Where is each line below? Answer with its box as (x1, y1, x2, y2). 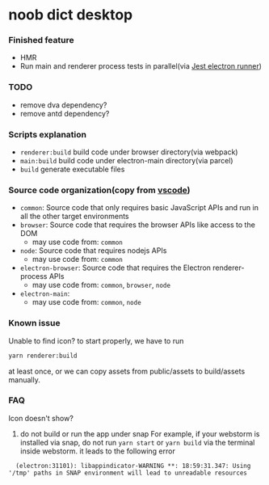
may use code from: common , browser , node (32, 280, 171, 290)
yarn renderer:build (8, 352, 78, 360)
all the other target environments (19, 212, 129, 221)
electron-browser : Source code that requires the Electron (19, 263, 212, 272)
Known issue (8, 318, 61, 329)
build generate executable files (19, 164, 125, 175)
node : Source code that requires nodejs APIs (19, 246, 167, 255)
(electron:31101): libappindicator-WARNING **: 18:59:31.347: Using (15, 462, 251, 470)
